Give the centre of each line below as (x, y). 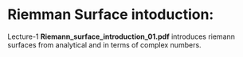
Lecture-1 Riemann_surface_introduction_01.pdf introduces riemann (121, 36)
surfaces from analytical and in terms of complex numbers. (104, 44)
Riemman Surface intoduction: (111, 15)
